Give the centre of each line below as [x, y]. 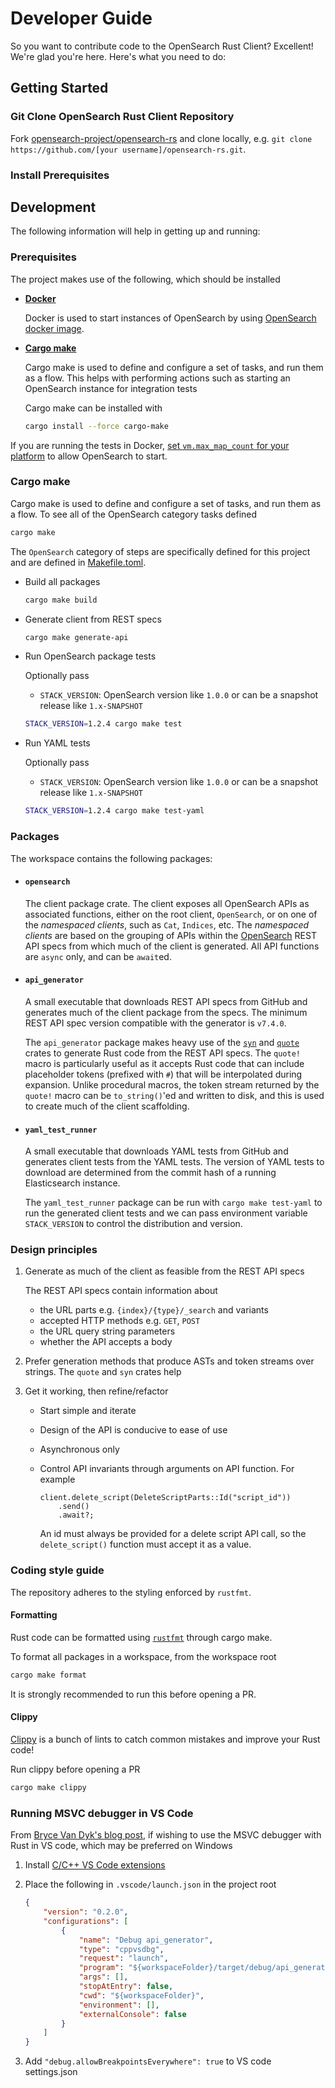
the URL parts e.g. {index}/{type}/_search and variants [154, 1310]
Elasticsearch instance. [72, 1183]
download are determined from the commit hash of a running [150, 1173]
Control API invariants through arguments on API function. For [167, 1469]
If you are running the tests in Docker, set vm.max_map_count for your [150, 445]
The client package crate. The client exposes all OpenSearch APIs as [167, 903]
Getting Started [59, 88]
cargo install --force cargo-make [96, 426]
